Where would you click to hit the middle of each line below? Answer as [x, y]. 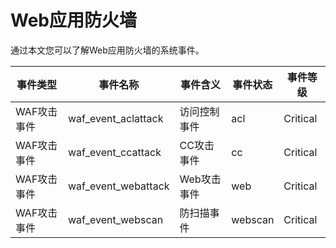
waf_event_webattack [118, 186]
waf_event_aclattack [115, 118]
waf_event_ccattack [114, 152]
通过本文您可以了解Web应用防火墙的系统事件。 [107, 50]
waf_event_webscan [115, 219]
